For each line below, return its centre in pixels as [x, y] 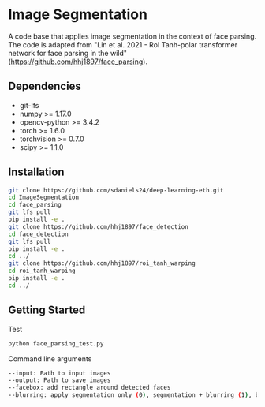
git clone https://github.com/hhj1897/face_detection [99, 226]
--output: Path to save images [60, 380]
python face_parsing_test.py [56, 344]
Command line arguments [50, 358]
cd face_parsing [35, 205]
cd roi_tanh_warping [42, 271]
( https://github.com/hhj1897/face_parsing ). [78, 62]
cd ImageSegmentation [44, 198]
